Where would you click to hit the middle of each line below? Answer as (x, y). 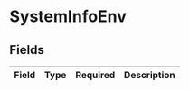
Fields (27, 50)
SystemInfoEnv (68, 17)
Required (95, 75)
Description (150, 75)
